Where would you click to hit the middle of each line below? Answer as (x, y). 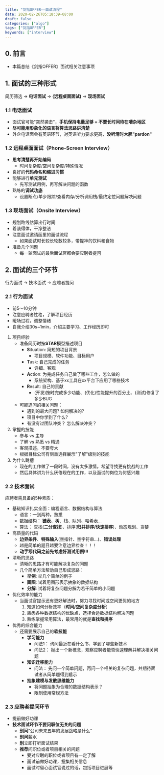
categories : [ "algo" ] (27, 23)
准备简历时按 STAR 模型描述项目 (51, 343)
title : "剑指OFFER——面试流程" (34, 10)
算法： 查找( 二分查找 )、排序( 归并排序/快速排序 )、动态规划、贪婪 (84, 527)
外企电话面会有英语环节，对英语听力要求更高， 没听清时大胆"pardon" (82, 134)
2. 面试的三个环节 (31, 270)
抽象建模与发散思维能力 (50, 680)
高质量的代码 (25, 533)
